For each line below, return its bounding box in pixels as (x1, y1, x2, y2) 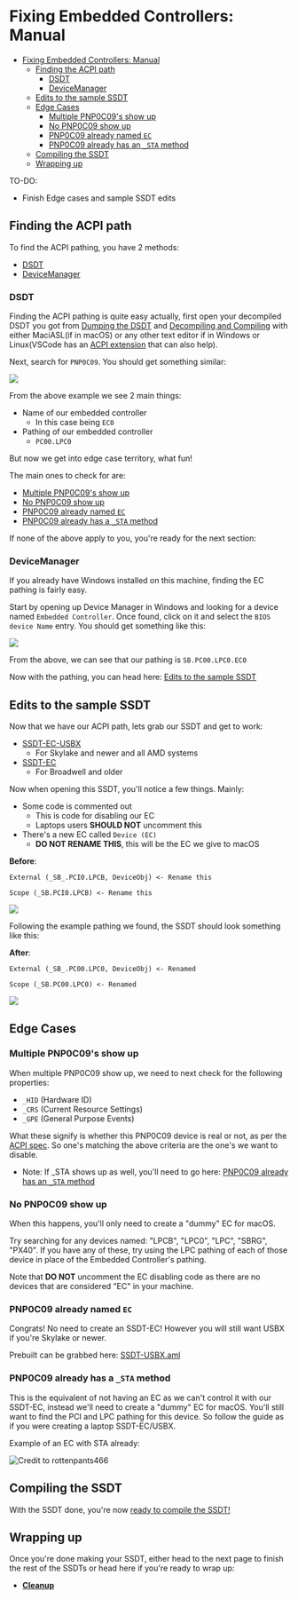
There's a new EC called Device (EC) (21, 829, 157, 840)
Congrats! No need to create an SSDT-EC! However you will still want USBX (9, 1323, 286, 1334)
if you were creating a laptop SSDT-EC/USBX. (9, 1421, 176, 1431)
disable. (9, 1149, 38, 1160)
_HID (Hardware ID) (21, 1094, 92, 1104)
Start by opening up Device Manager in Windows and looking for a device (9, 602, 279, 613)
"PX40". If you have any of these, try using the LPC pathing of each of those (9, 1245, 288, 1255)
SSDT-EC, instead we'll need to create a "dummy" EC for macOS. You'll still (9, 1401, 285, 1413)
